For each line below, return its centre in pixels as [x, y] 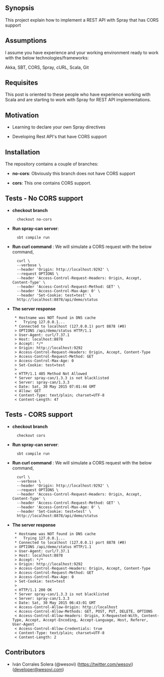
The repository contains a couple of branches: [52, 164]
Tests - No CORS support [44, 199]
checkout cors [31, 435]
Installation [23, 152]
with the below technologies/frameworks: [47, 58]
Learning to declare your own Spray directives [59, 127]
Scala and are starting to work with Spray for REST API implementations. [78, 100]
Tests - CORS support [39, 415]
